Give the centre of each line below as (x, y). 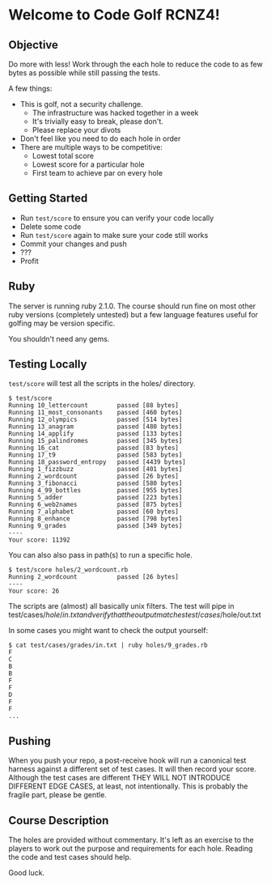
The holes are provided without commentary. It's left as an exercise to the (131, 840)
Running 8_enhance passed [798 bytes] (95, 519)
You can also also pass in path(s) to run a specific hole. (100, 555)
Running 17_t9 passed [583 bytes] (95, 455)
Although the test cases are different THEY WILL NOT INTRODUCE (120, 778)
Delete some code (51, 226)
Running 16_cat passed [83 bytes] (94, 448)
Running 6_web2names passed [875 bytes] (95, 505)
